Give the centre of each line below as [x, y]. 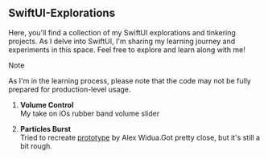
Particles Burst [45, 128]
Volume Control [47, 104]
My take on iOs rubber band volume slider [89, 113]
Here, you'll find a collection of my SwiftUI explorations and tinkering [122, 32]
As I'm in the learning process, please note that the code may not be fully [130, 80]
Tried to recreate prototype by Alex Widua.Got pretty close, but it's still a [140, 137]
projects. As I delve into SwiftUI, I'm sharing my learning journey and [122, 41]
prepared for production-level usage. [70, 89]
